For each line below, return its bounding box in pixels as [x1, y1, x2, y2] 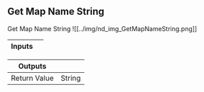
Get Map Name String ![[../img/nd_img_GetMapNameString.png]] [7, 24, 198, 33]
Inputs [11, 41, 33, 51]
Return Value [11, 73, 54, 83]
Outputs [18, 61, 47, 71]
